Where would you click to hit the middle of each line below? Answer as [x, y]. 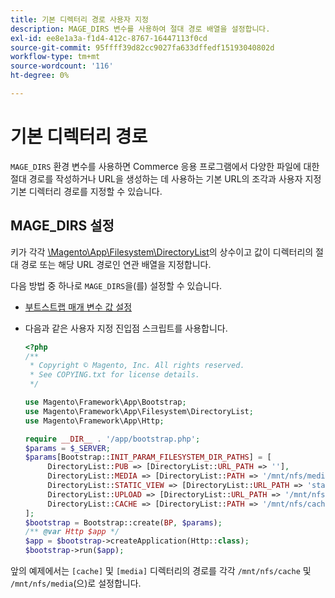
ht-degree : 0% [40, 76]
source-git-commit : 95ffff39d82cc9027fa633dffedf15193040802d [142, 47]
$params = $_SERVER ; [67, 448]
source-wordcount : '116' [62, 66]
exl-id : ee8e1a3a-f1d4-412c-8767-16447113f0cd [109, 38]
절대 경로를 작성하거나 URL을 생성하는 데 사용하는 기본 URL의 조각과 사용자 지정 [166, 178]
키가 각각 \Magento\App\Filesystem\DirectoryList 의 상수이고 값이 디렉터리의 [162, 252]
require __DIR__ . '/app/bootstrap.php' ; [112, 439]
